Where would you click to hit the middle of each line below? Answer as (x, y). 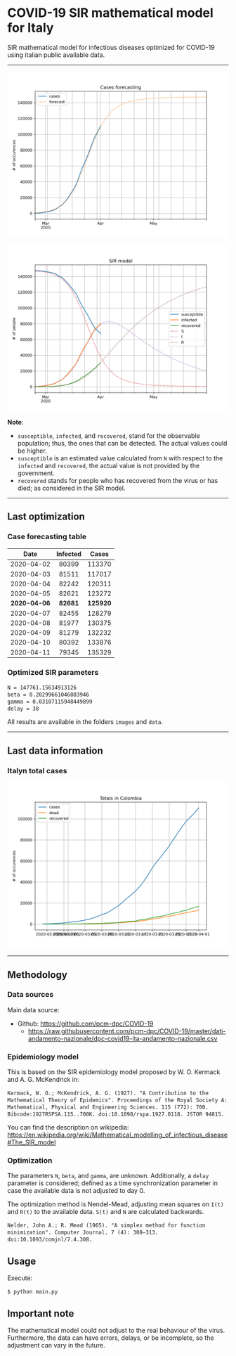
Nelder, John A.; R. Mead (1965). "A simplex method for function (106, 1226)
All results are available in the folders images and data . (85, 722)
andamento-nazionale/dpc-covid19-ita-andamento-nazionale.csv (123, 1038)
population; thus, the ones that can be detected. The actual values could (122, 443)
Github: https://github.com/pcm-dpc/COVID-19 (85, 1024)
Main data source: (33, 1009)
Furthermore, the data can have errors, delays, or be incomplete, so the (111, 1338)
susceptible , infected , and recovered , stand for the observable (109, 435)
